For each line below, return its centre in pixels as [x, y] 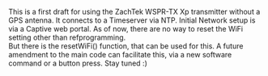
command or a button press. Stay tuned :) [78, 63]
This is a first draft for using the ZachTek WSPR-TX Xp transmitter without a [134, 12]
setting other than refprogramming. [67, 37]
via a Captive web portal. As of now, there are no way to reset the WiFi [126, 29]
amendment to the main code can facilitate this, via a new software [120, 55]
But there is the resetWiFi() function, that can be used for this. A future [126, 46]
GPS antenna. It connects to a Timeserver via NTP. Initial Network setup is [132, 20]
